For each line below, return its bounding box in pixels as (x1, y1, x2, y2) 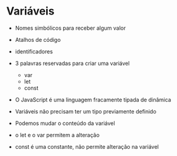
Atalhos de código (15, 36, 61, 43)
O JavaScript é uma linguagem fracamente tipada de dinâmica (15, 96, 172, 103)
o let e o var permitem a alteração (15, 131, 100, 138)
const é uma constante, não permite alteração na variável (15, 143, 159, 150)
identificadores (15, 47, 53, 55)
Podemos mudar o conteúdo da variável (15, 120, 115, 127)
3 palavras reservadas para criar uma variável (15, 59, 130, 67)
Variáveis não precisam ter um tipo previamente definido (15, 107, 156, 115)
